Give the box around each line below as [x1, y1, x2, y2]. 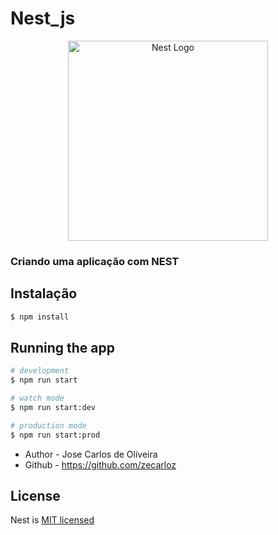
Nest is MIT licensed [10, 514, 95, 526]
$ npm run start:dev [10, 402, 97, 412]
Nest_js [10, 7, 76, 30]
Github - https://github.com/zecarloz [24, 458, 177, 471]
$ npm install [10, 312, 70, 322]
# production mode [10, 420, 87, 431]
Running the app [10, 339, 115, 356]
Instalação [10, 285, 78, 302]
